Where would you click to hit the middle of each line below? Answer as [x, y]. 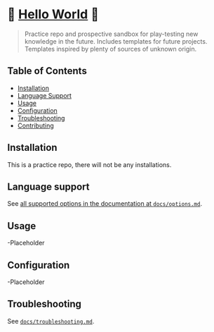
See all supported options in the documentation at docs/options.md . [105, 204]
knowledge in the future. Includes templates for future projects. [116, 41]
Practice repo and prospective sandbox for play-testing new [111, 34]
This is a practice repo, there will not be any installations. [89, 164]
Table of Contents [47, 71]
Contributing [35, 125]
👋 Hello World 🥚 [53, 14]
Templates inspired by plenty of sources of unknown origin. [111, 49]
